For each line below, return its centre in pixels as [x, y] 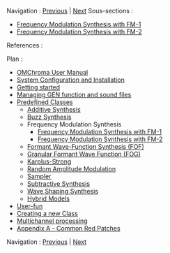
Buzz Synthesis [49, 117]
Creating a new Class [47, 214]
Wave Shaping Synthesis [63, 191]
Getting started [38, 87]
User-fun [30, 206]
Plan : [15, 59]
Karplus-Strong [49, 161]
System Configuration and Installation [70, 80]
